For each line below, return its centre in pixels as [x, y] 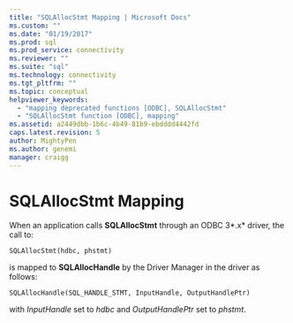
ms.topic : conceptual [49, 91]
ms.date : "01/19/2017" [51, 34]
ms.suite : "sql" [39, 67]
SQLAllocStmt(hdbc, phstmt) [61, 251]
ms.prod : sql [33, 42]
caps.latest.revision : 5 [55, 133]
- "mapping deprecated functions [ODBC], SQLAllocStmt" [122, 108]
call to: [21, 235]
